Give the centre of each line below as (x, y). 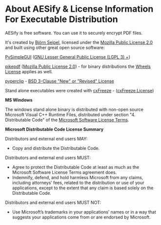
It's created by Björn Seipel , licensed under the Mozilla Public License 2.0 (79, 42)
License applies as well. (29, 71)
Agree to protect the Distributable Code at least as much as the (76, 167)
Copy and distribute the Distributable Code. (56, 148)
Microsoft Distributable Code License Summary (54, 129)
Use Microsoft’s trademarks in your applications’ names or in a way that (84, 212)
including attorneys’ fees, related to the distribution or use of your (78, 183)
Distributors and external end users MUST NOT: (53, 202)
